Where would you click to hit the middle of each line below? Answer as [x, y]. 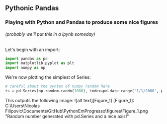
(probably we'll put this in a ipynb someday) [50, 34]
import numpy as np [25, 68]
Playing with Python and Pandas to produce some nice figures [82, 22]
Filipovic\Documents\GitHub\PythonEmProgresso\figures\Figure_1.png [77, 111]
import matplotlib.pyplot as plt [40, 63]
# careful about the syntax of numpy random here [58, 86]
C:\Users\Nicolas [23, 106]
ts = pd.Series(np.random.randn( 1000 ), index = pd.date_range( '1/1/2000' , [82, 91]
